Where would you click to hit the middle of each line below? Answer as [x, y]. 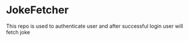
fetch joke [18, 32]
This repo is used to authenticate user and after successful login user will [95, 26]
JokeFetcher [38, 10]
